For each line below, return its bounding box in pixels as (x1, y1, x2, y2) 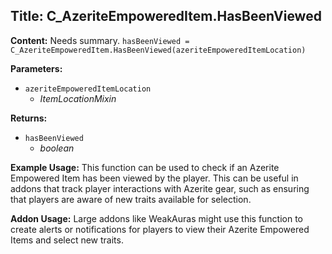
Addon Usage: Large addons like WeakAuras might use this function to (10, 212, 304, 224)
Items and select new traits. (10, 234, 124, 246)
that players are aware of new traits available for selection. (10, 193, 252, 205)
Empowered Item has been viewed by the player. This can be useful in (10, 172, 299, 184)
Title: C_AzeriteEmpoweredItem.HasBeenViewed (10, 8, 322, 25)
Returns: (10, 112, 48, 124)
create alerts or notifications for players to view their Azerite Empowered (10, 223, 310, 235)
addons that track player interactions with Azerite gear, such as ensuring (10, 182, 310, 194)
